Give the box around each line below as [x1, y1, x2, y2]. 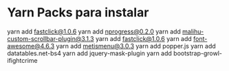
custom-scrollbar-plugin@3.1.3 [7, 34, 94, 42]
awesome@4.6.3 [7, 42, 55, 50]
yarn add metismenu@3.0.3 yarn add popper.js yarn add [56, 42, 217, 50]
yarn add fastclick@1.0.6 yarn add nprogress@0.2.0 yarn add [7, 27, 181, 35]
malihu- [182, 27, 204, 35]
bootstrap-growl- [173, 49, 222, 57]
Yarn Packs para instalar [7, 5, 149, 20]
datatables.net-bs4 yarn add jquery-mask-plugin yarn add [7, 49, 172, 57]
